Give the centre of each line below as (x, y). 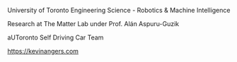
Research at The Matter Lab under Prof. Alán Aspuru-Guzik (93, 24)
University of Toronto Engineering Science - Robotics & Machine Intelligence (119, 10)
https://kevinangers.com (43, 51)
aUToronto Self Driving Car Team (56, 37)
